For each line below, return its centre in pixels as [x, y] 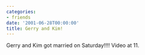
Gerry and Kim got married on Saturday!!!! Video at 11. [73, 45]
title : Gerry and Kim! [35, 28]
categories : [21, 12]
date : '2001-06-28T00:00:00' [43, 23]
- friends [19, 17]
